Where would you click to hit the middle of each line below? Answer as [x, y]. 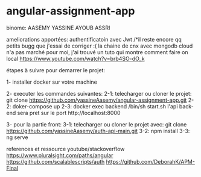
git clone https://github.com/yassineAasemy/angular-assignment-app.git [97, 100]
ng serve [17, 137]
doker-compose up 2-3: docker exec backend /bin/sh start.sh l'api [95, 106]
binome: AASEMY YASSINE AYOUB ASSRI [58, 28]
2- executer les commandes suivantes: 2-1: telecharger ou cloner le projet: [99, 93]
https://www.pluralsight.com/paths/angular [60, 155]
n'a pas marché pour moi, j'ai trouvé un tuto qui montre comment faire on [97, 52]
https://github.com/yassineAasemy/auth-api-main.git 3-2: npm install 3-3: [98, 131]
